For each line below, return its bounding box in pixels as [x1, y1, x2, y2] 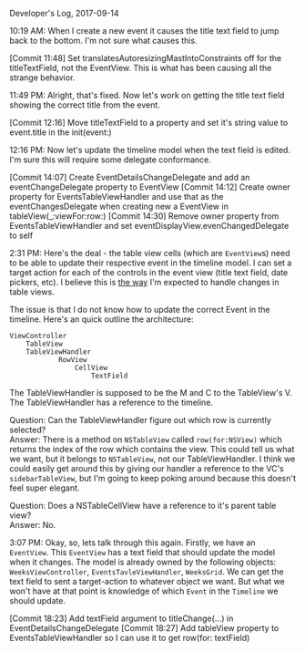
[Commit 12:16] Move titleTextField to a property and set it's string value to [9, 118, 289, 128]
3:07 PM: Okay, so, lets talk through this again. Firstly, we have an [9, 537, 257, 548]
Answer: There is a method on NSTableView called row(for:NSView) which [9, 434, 282, 445]
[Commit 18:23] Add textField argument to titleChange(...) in [9, 613, 234, 624]
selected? [9, 424, 46, 435]
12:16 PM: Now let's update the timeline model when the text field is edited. [9, 145, 291, 155]
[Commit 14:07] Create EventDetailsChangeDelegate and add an [9, 172, 250, 182]
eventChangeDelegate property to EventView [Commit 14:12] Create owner [9, 181, 291, 192]
